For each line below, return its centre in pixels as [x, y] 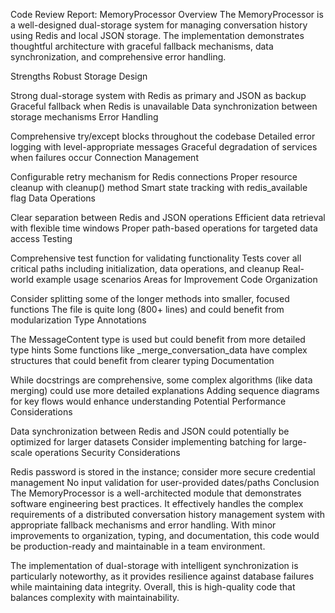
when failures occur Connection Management [104, 157]
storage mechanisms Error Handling [84, 117]
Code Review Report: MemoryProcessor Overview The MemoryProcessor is [167, 14]
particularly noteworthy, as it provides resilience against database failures [162, 576]
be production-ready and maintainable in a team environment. [138, 546]
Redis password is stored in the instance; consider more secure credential [163, 472]
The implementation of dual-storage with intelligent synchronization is [154, 565]
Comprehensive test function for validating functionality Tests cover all [156, 258]
